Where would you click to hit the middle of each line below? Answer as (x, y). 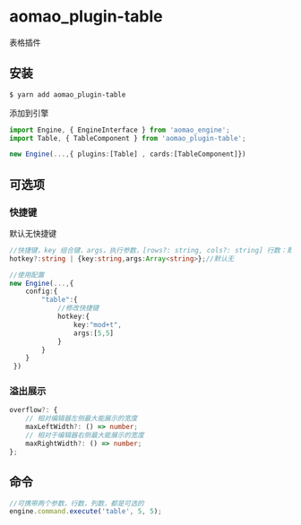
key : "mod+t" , (98, 324)
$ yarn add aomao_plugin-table (68, 95)
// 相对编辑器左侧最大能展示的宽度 (82, 418)
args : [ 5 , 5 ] (94, 333)
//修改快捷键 (78, 308)
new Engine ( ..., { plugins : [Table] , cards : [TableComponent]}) (128, 154)
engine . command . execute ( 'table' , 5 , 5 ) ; (86, 512)
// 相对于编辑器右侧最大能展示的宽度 (85, 435)
